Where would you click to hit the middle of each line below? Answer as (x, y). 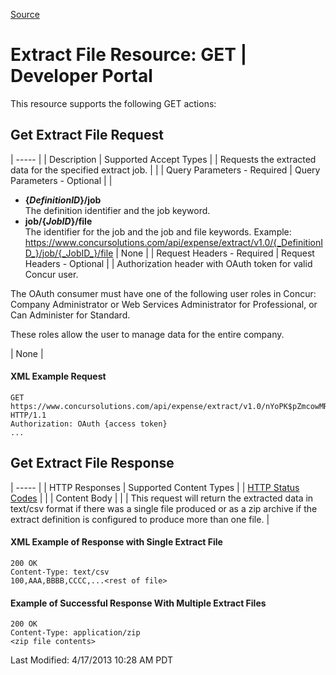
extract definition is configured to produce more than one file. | (140, 519)
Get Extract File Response (92, 463)
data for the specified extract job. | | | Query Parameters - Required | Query (165, 170)
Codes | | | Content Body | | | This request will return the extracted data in (162, 498)
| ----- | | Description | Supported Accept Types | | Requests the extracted (163, 159)
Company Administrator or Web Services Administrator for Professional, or (164, 304)
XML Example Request (58, 376)
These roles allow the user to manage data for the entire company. (147, 334)
